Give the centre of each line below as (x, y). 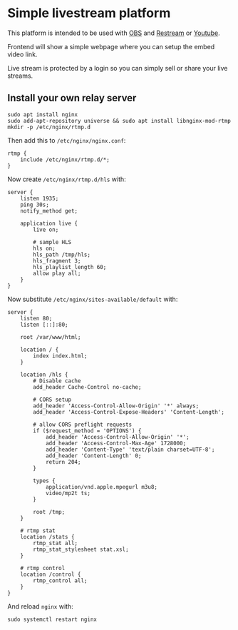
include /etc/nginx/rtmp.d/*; (65, 159)
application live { (49, 223)
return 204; (63, 462)
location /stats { (47, 537)
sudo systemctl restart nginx (52, 619)
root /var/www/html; (51, 337)
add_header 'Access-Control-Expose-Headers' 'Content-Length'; (129, 412)
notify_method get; (49, 211)
